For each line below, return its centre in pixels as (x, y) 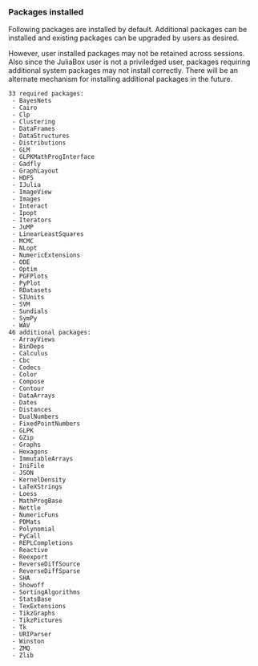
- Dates (24, 403)
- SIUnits (28, 298)
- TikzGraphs (34, 613)
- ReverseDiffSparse (46, 571)
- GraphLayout (35, 171)
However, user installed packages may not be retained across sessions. (127, 54)
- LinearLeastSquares (48, 234)
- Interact (30, 206)
